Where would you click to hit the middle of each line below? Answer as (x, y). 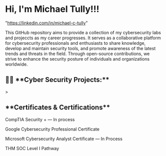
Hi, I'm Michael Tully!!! (52, 9)
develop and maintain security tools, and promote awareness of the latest (80, 48)
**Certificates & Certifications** (58, 108)
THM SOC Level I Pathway (32, 148)
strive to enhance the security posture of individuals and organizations (78, 59)
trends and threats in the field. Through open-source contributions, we (78, 54)
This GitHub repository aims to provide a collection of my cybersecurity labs (83, 32)
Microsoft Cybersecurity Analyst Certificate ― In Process (64, 139)
